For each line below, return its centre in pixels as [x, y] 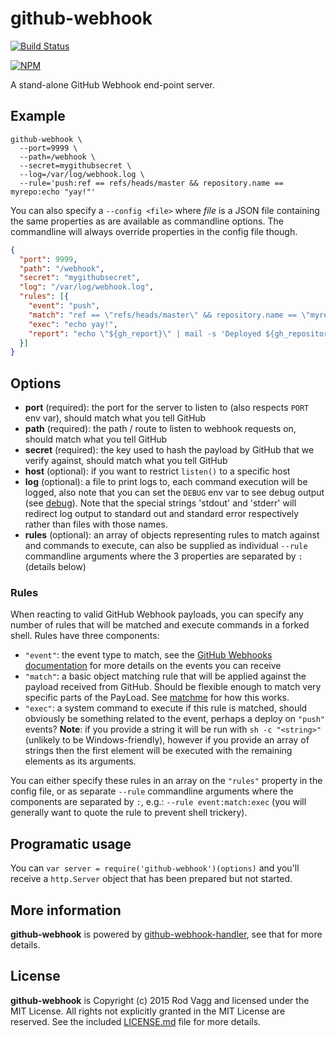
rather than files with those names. [96, 524]
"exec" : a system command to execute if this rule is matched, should [166, 708]
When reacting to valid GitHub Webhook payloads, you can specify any [157, 614]
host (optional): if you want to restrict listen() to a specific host [157, 471]
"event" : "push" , [64, 306]
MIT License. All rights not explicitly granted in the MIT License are [148, 1011]
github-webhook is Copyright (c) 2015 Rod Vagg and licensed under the [160, 1000]
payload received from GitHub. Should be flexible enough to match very [173, 687]
